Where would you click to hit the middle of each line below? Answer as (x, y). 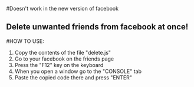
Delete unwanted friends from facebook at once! (97, 27)
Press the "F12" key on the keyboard (59, 65)
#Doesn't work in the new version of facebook (63, 9)
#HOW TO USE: (25, 41)
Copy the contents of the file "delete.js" (63, 52)
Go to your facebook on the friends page (64, 59)
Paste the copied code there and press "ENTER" (73, 77)
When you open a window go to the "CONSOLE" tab (78, 71)
